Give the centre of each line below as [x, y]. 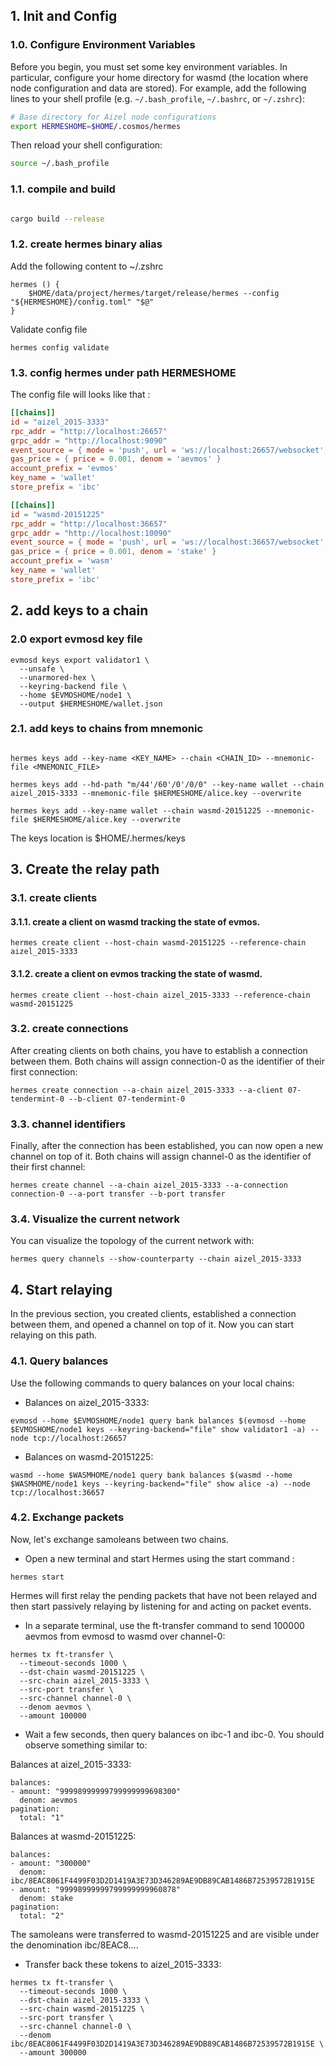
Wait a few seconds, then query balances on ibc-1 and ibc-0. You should [174, 1734]
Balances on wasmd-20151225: [89, 1456]
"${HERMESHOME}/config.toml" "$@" [82, 302]
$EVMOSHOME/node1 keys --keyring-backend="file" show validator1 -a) [158, 1429]
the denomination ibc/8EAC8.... [74, 1945]
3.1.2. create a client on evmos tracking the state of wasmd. [136, 973]
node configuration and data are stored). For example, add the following [158, 88]
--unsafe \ [42, 669]
